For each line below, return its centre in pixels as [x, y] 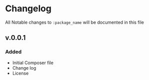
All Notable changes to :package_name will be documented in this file [74, 22]
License [20, 73]
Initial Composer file [33, 63]
